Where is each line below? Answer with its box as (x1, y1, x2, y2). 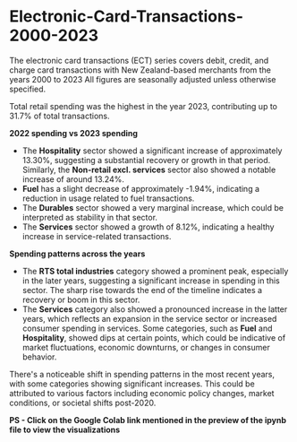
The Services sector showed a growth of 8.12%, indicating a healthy (21, 221, 275, 232)
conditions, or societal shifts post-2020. (9, 397, 157, 408)
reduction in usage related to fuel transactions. (21, 193, 195, 204)
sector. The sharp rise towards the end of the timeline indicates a (21, 284, 262, 295)
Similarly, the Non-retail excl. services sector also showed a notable (21, 164, 276, 175)
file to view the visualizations (9, 424, 121, 435)
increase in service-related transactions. (21, 230, 172, 241)
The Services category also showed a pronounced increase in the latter (21, 303, 288, 315)
